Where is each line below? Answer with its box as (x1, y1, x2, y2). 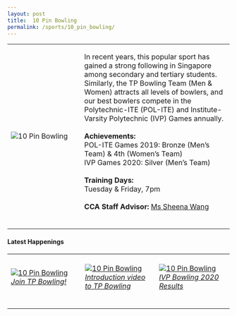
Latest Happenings (7, 237, 65, 245)
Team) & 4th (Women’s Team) (84, 149, 183, 159)
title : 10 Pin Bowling (7, 17, 78, 24)
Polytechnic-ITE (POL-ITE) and (84, 105, 189, 115)
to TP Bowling (85, 281, 131, 291)
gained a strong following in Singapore (84, 61, 212, 71)
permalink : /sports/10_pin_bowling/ (7, 23, 115, 30)
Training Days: (84, 176, 134, 186)
